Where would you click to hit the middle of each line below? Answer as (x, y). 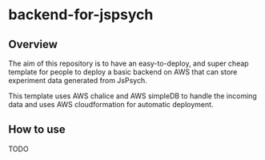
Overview (33, 44)
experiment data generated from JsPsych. (78, 80)
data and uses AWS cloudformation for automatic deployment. (111, 104)
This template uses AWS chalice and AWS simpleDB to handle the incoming (133, 96)
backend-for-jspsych (81, 15)
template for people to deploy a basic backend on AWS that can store (123, 72)
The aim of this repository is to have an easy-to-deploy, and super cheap (129, 63)
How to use (37, 130)
